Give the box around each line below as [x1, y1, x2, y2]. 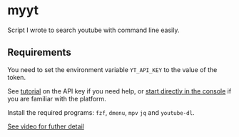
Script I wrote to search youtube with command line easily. [7, 26, 180, 34]
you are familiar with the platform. [7, 94, 107, 103]
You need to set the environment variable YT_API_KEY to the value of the [7, 65, 218, 73]
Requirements [7, 46, 71, 59]
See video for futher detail [7, 122, 84, 131]
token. [7, 73, 26, 81]
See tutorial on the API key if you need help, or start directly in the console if [7, 86, 232, 95]
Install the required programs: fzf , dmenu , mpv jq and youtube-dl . [7, 108, 195, 116]
